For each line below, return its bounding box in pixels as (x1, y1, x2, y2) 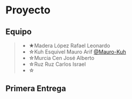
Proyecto (5, 3, 51, 17)
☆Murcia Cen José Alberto (28, 55, 94, 61)
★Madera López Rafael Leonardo (28, 42, 110, 49)
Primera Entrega (5, 84, 66, 94)
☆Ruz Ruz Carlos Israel (28, 61, 86, 68)
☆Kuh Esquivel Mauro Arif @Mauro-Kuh (28, 48, 127, 55)
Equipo (5, 27, 32, 37)
